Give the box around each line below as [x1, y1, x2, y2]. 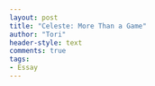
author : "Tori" [9, 30, 67, 39]
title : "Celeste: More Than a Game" [9, 21, 147, 30]
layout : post [9, 13, 59, 22]
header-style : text [9, 38, 83, 47]
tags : [9, 55, 30, 64]
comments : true [9, 47, 67, 56]
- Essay [9, 64, 39, 73]
